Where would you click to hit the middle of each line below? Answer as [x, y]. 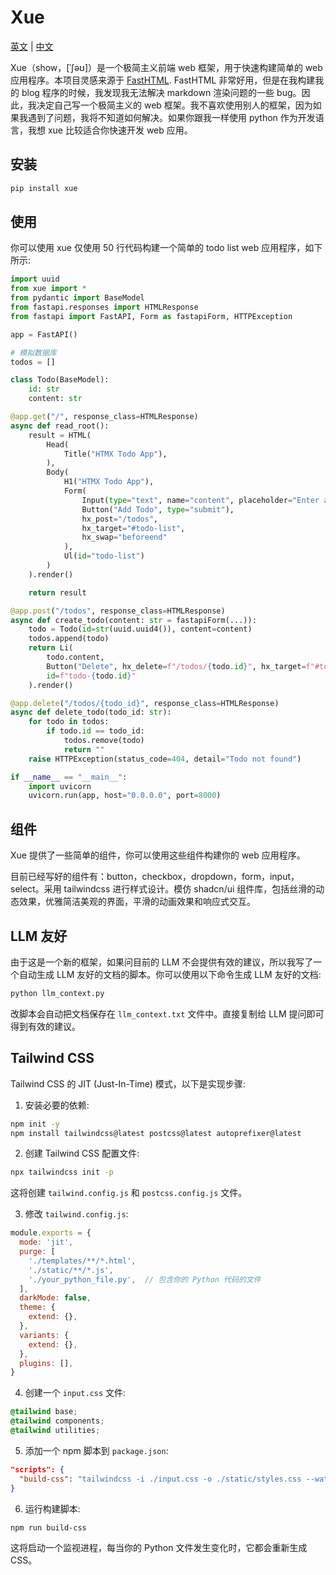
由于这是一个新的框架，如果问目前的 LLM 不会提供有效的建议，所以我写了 [162, 962]
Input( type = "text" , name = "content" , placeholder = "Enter [200, 500]
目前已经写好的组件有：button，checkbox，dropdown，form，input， [155, 877]
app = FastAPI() [44, 334]
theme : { [37, 1307]
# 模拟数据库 [33, 352]
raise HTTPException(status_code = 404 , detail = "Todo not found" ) [165, 759]
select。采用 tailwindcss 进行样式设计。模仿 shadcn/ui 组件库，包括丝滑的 [163, 889]
